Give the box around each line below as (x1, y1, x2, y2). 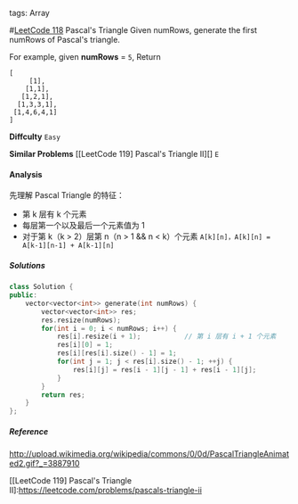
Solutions (9, 260, 46, 270)
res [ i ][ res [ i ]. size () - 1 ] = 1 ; (56, 349, 177, 358)
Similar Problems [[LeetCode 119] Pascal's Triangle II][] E (9, 149, 220, 159)
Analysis (9, 169, 43, 179)
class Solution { (9, 283, 74, 292)
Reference (9, 426, 49, 436)
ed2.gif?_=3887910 (9, 459, 80, 469)
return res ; (41, 390, 86, 400)
